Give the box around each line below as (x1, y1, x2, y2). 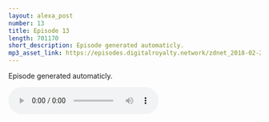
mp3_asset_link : (8, 49, 62, 57)
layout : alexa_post (8, 11, 74, 20)
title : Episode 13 (8, 26, 70, 35)
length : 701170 (8, 34, 59, 43)
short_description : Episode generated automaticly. (8, 42, 184, 50)
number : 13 (8, 19, 45, 27)
